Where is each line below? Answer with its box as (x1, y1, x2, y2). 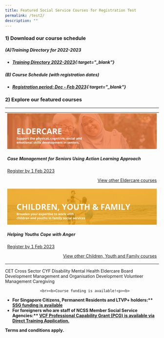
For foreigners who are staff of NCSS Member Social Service (12, 307, 138, 313)
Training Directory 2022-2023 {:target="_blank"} (12, 59, 115, 65)
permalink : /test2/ (5, 13, 45, 18)
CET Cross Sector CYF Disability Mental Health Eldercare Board (5, 268, 133, 274)
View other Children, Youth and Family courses (62, 253, 157, 259)
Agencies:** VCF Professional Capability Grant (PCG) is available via (12, 313, 155, 318)
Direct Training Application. (12, 317, 70, 323)
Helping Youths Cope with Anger (7, 231, 76, 237)
